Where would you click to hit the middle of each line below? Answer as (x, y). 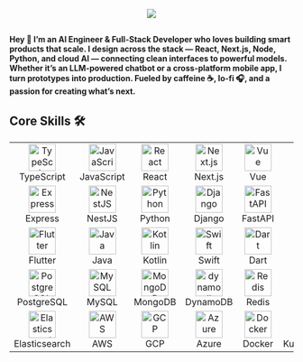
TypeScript (42, 177)
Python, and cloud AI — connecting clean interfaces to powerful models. (148, 59)
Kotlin (155, 260)
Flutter (42, 260)
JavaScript (102, 177)
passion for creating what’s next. (73, 91)
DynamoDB (209, 302)
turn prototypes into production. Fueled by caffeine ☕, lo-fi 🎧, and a (140, 79)
